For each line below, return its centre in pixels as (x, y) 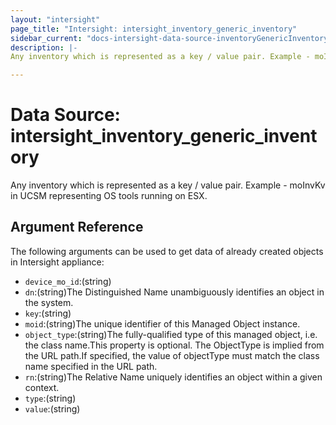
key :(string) (48, 313)
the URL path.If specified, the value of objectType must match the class (172, 355)
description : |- (44, 47)
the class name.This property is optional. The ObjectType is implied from (174, 345)
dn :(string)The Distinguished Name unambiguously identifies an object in (174, 292)
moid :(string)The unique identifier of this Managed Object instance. (162, 323)
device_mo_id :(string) (68, 281)
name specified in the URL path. (91, 366)
